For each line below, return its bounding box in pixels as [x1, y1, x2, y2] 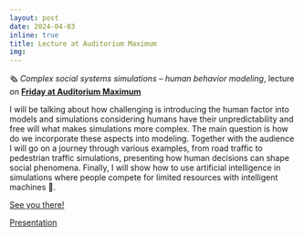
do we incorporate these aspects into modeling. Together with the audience [9, 134, 295, 145]
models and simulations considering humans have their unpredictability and [9, 113, 294, 124]
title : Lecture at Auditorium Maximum [9, 38, 157, 48]
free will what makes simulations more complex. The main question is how [9, 123, 289, 134]
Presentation [9, 217, 58, 229]
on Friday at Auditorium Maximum [9, 86, 142, 97]
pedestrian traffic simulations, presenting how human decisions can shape [9, 153, 290, 164]
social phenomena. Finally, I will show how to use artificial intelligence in [9, 162, 281, 174]
